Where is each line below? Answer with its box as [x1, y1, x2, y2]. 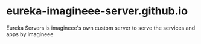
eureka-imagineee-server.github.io [6, 4, 188, 18]
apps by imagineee [6, 30, 54, 37]
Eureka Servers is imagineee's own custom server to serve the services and [6, 24, 196, 31]
